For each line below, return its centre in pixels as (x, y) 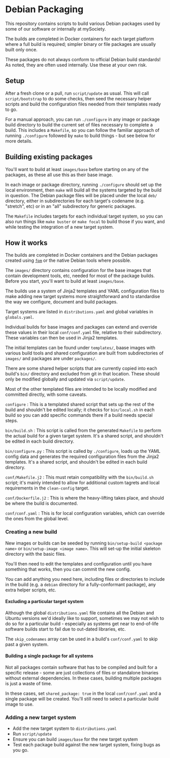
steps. (12, 421)
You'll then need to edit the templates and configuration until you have (79, 563)
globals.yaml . (20, 317)
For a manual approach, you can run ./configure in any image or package (82, 119)
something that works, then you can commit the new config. (68, 569)
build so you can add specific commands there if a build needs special (79, 415)
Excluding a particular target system (44, 602)
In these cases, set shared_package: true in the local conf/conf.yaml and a (83, 693)
